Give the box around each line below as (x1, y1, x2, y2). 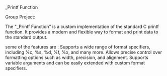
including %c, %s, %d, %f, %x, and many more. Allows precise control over (5, 49, 162, 55)
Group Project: (5, 14, 36, 19)
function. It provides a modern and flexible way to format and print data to (5, 29, 158, 34)
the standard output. (5, 34, 48, 40)
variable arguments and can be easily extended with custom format (5, 60, 145, 65)
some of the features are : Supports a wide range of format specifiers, (5, 44, 151, 49)
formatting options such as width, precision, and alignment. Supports (5, 54, 148, 60)
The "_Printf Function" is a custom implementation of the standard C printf (5, 23, 159, 29)
